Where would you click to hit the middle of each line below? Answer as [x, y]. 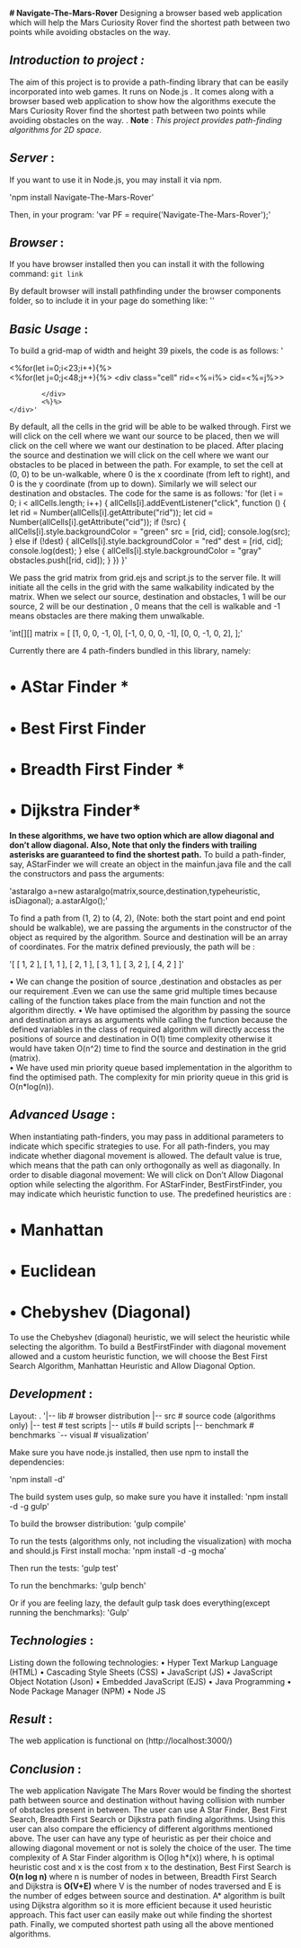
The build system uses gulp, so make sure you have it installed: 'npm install [149, 1497]
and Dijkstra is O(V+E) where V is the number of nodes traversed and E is [145, 1886]
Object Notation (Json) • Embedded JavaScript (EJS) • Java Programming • [150, 1681]
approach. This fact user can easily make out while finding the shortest [141, 1915]
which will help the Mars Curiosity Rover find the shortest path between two [150, 22]
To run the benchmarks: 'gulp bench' [78, 1585]
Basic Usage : [49, 329]
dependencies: [37, 1462]
